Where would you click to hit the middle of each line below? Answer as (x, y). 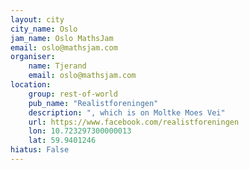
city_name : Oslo (44, 29)
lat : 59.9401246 (62, 141)
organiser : (33, 57)
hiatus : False (40, 150)
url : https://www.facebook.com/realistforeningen (134, 122)
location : (31, 85)
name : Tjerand (57, 66)
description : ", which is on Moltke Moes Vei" (127, 112)
